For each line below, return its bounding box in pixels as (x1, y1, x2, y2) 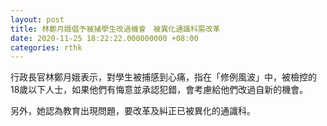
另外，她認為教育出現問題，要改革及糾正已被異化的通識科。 (10, 105, 256, 117)
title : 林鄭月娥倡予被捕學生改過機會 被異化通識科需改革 (10, 24, 221, 34)
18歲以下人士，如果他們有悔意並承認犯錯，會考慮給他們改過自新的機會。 (10, 84, 309, 96)
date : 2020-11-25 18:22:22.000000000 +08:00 (10, 33, 199, 43)
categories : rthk (10, 42, 83, 53)
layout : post (10, 14, 65, 25)
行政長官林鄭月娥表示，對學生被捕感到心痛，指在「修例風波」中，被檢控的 (10, 71, 317, 83)
